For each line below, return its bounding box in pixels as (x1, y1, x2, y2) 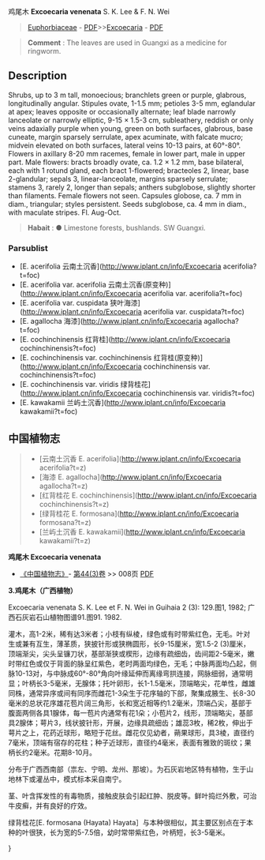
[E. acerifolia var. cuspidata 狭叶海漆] (19, 299, 140, 308)
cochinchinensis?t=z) (39, 499, 110, 509)
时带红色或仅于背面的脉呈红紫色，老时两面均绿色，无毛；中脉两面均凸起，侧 (8, 659, 257, 668)
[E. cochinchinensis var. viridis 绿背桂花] (19, 380, 151, 389)
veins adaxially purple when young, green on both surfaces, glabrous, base (8, 123, 253, 133)
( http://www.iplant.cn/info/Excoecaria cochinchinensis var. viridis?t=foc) (19, 389, 255, 398)
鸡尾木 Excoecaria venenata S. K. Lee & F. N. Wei (8, 7, 170, 16)
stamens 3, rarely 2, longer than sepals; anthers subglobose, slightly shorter (8, 182, 256, 192)
